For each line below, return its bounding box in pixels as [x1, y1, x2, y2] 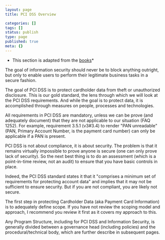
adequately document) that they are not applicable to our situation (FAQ [5, 117, 151, 123]
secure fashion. [5, 77, 37, 83]
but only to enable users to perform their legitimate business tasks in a [5, 72, 148, 78]
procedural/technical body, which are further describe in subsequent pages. [5, 229, 160, 235]
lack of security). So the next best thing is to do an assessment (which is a [5, 153, 156, 159]
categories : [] [5, 21, 36, 26]
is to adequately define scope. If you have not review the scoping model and [5, 203, 161, 210]
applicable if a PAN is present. [5, 133, 66, 139]
